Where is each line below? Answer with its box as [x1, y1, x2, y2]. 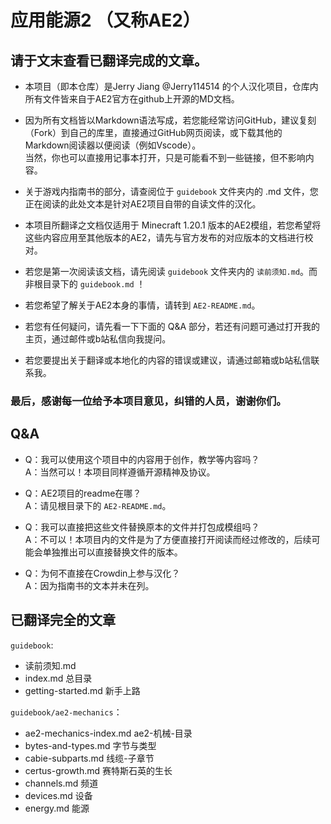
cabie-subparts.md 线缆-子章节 [24, 752, 155, 764]
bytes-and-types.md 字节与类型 [24, 739, 157, 751]
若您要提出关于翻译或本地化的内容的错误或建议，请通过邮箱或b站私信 [24, 354, 312, 366]
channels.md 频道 [24, 777, 99, 789]
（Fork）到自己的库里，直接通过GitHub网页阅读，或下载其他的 [24, 127, 283, 138]
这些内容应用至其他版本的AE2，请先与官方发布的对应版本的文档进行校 [24, 232, 314, 243]
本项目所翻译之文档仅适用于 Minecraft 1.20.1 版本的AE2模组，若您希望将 [24, 219, 322, 231]
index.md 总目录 [24, 672, 93, 684]
